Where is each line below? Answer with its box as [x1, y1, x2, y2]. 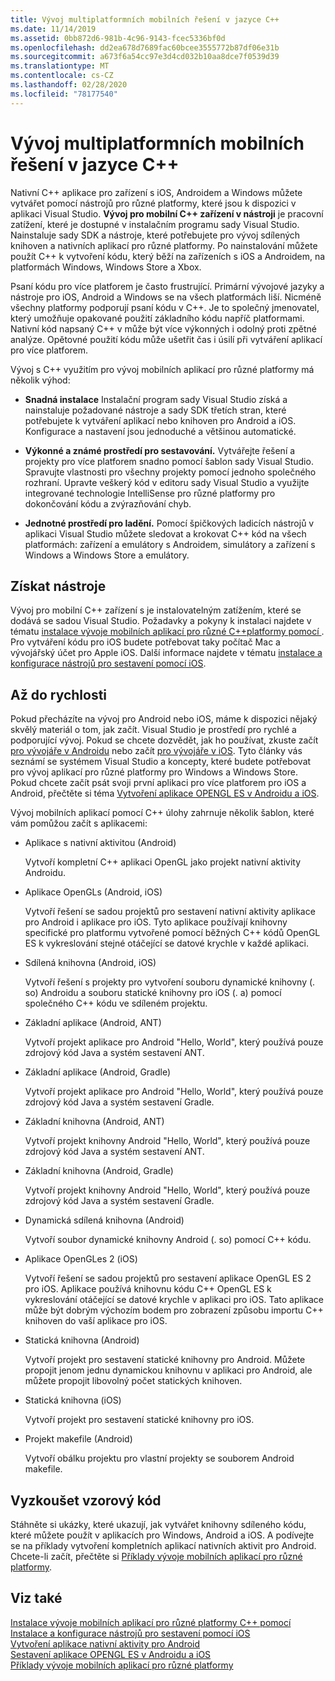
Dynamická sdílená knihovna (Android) [24, 1214, 185, 1226]
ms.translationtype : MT [10, 61, 110, 71]
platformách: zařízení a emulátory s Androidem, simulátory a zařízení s [24, 538, 316, 550]
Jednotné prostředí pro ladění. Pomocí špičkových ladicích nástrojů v [24, 517, 315, 529]
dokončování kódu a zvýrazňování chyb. [24, 497, 192, 510]
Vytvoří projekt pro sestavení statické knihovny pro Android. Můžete [24, 1354, 306, 1366]
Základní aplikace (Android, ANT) [24, 1017, 162, 1029]
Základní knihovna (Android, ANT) [24, 1116, 165, 1128]
